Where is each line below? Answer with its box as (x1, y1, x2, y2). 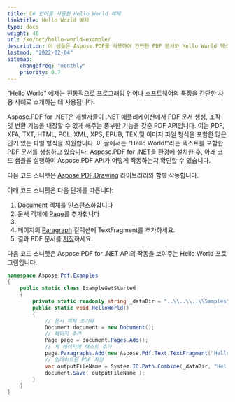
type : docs (7, 23, 39, 30)
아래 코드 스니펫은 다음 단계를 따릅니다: (7, 186, 114, 194)
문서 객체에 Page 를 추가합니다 (17, 209, 100, 217)
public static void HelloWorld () (32, 304, 130, 311)
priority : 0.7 (20, 69, 61, 76)
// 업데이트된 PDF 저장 (44, 356, 104, 364)
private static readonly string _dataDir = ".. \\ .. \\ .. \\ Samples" (32, 298, 230, 305)
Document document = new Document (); (44, 324, 155, 331)
